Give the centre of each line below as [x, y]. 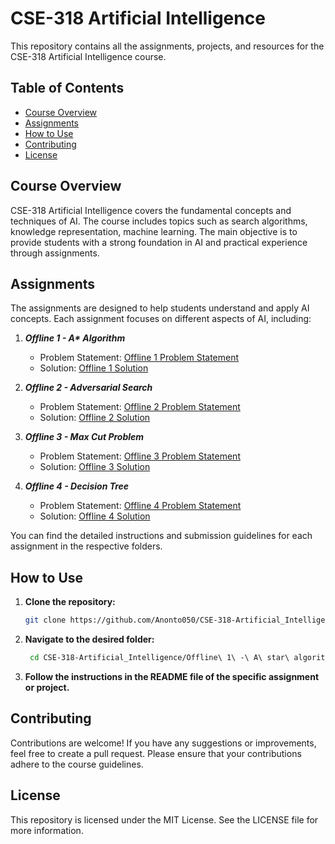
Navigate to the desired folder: [89, 639]
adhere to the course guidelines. [77, 764]
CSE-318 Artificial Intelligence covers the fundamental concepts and [151, 210]
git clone [45, 620]
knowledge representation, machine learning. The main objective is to [154, 231]
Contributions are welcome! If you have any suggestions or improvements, [163, 743]
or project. [47, 687]
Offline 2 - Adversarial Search [88, 388]
